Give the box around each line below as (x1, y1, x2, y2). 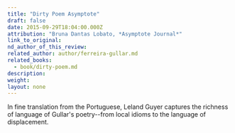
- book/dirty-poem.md (13, 63, 78, 70)
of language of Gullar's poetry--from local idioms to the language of (7, 110, 207, 119)
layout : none (7, 83, 46, 90)
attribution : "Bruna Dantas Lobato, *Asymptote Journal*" (7, 30, 182, 38)
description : (7, 70, 46, 77)
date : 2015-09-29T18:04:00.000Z (7, 23, 103, 31)
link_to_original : (7, 37, 62, 44)
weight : (7, 76, 31, 84)
